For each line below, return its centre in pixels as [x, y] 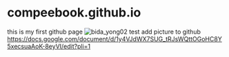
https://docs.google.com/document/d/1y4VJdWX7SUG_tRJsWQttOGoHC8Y [114, 38]
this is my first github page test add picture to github [104, 32]
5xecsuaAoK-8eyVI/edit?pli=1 [49, 46]
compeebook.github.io [74, 13]
